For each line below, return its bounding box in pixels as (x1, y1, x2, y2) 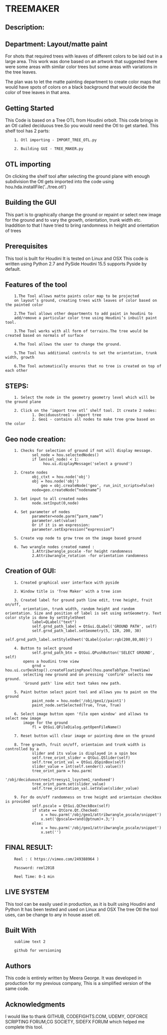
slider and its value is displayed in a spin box (31, 751, 137, 756)
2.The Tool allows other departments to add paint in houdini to (14, 311, 153, 316)
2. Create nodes (14, 470, 48, 475)
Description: (5, 23, 45, 32)
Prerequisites (5, 242, 48, 251)
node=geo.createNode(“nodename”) (31, 487, 101, 493)
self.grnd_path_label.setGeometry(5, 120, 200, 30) (31, 628, 142, 633)
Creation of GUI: (5, 567, 56, 576)
